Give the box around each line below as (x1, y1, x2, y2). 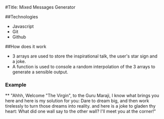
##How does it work (5, 44, 46, 49)
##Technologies (5, 14, 39, 19)
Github (12, 34, 26, 40)
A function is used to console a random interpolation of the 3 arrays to (12, 64, 156, 69)
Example (5, 81, 27, 88)
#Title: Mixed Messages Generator (5, 4, 76, 10)
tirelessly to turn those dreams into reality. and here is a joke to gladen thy (5, 103, 156, 109)
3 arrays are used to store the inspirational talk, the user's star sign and (12, 53, 158, 59)
